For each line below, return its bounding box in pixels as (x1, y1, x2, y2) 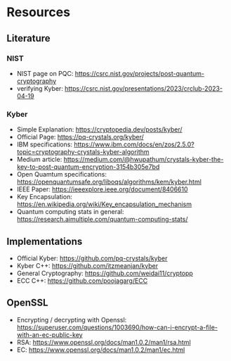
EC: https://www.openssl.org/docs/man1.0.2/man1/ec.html (16, 346, 185, 354)
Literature (6, 32, 51, 44)
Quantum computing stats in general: (16, 208, 124, 216)
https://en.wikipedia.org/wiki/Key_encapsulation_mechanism (16, 200, 192, 208)
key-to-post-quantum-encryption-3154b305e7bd (16, 163, 160, 171)
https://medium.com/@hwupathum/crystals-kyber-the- (63, 156, 224, 164)
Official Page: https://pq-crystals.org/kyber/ (16, 133, 145, 141)
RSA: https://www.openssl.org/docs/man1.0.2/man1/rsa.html (16, 338, 191, 346)
